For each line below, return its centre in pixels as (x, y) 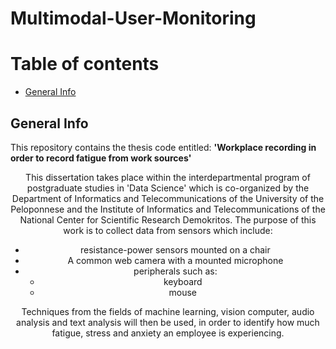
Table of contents (85, 64)
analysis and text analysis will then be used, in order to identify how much (168, 322)
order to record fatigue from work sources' (101, 158)
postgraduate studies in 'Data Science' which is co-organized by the (168, 188)
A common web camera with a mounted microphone (175, 260)
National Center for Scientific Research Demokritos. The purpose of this (168, 219)
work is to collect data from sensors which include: (168, 230)
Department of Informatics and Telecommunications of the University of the (168, 198)
